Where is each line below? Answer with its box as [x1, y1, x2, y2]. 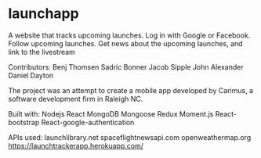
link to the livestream [8, 47, 76, 56]
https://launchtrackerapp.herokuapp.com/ [8, 141, 143, 150]
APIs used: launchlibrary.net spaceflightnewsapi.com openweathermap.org [8, 132, 252, 142]
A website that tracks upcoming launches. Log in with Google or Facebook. [8, 31, 251, 40]
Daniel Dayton [8, 70, 54, 80]
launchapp [8, 5, 80, 23]
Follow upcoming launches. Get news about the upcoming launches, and [8, 38, 243, 48]
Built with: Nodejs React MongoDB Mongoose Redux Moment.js [8, 109, 214, 118]
